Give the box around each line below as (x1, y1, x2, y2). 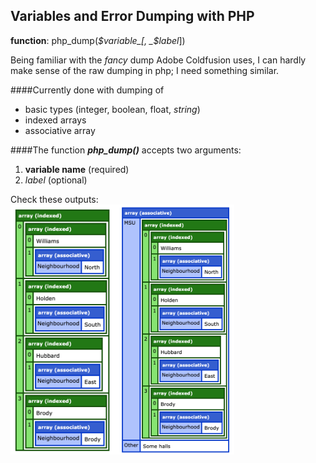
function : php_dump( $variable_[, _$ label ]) (10, 34, 186, 46)
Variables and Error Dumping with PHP (10, 8, 255, 25)
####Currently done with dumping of (10, 84, 165, 96)
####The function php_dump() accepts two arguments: (10, 144, 242, 156)
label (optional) (24, 174, 88, 186)
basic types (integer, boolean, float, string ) (24, 103, 201, 115)
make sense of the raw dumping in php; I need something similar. (10, 64, 280, 76)
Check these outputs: (10, 193, 99, 205)
